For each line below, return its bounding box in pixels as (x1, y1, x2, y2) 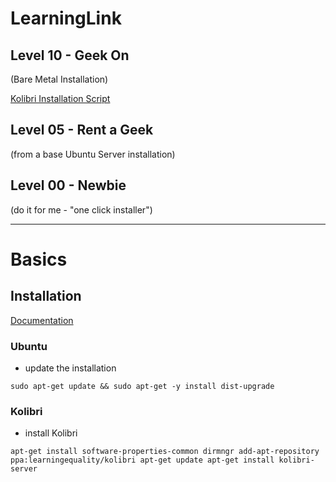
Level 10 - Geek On (10, 47, 130, 64)
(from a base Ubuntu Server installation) (10, 148, 176, 160)
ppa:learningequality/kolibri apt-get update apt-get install (10, 455, 275, 466)
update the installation (24, 362, 117, 374)
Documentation (10, 314, 74, 326)
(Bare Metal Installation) (10, 73, 109, 85)
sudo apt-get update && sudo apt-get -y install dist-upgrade (10, 381, 275, 391)
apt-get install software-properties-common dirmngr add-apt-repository (10, 447, 320, 457)
